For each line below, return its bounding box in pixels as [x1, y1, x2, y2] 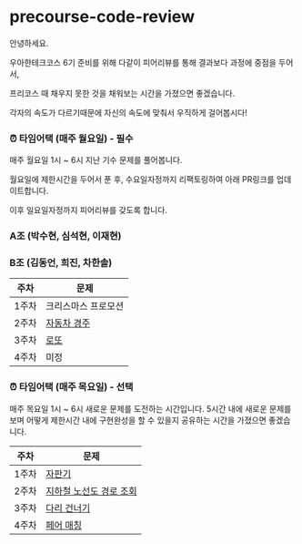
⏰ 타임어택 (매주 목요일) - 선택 [9, 381, 134, 394]
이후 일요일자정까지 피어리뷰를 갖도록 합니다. [9, 205, 168, 216]
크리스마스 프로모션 [45, 300, 125, 313]
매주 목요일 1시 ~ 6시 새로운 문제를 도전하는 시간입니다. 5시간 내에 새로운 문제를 [9, 403, 292, 414]
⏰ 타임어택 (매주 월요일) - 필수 [9, 132, 134, 145]
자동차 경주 [45, 317, 91, 330]
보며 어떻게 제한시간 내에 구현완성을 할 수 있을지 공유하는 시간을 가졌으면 [9, 415, 267, 426]
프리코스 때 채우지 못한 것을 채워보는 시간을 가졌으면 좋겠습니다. [9, 87, 236, 98]
